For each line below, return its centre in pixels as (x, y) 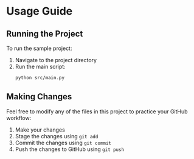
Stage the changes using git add (57, 136)
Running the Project (45, 34)
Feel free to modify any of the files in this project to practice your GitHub (97, 111)
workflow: (19, 118)
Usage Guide (40, 11)
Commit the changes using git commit (63, 143)
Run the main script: (40, 66)
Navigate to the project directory (56, 60)
